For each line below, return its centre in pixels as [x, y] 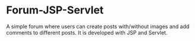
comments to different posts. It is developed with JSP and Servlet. [87, 32]
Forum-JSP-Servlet [55, 10]
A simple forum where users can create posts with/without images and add [98, 26]
